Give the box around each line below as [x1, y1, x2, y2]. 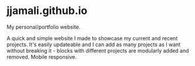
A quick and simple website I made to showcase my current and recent [6, 34, 178, 41]
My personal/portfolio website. [6, 23, 81, 30]
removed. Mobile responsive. [6, 53, 77, 60]
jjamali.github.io [6, 4, 87, 18]
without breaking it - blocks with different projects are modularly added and [6, 47, 189, 54]
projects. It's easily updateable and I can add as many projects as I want [6, 41, 181, 48]
